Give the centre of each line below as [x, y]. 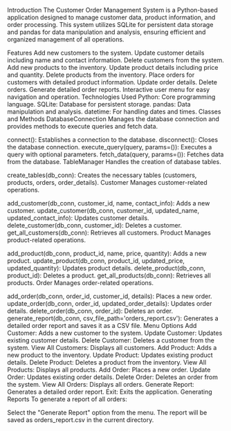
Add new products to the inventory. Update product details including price [113, 67]
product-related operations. [47, 240]
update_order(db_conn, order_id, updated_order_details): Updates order [110, 303]
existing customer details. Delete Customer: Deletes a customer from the [111, 340]
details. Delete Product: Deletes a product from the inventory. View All [107, 362]
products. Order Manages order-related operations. [81, 283]
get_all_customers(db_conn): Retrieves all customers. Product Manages [109, 232]
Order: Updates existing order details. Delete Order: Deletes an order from [113, 377]
